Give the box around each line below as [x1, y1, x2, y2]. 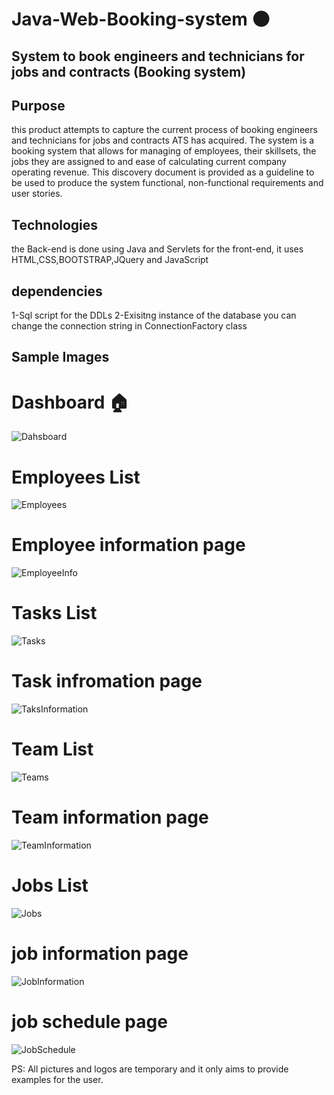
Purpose [11, 97, 66, 114]
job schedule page [11, 1011, 168, 1033]
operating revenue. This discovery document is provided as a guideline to [11, 166, 315, 178]
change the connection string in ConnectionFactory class [11, 320, 248, 332]
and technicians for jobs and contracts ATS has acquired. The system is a [11, 134, 315, 147]
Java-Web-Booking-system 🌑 [11, 8, 271, 31]
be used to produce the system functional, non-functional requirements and [11, 177, 324, 189]
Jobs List [11, 874, 89, 897]
